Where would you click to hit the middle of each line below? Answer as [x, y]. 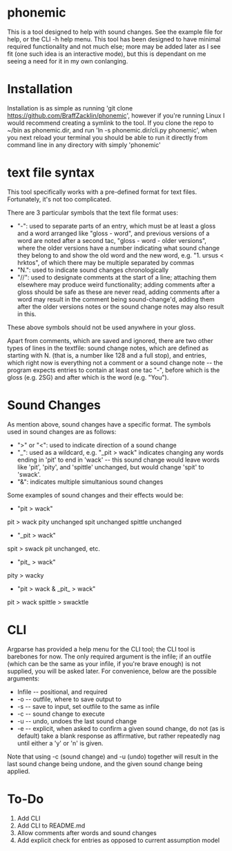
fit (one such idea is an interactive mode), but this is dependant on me [107, 54]
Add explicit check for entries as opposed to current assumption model [118, 840]
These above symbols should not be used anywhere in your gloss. [101, 327]
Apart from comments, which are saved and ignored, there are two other [110, 340]
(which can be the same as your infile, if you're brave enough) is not [104, 663]
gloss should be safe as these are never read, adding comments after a [118, 292]
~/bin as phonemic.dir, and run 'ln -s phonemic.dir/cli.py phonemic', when [112, 130]
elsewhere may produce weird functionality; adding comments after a [116, 284]
